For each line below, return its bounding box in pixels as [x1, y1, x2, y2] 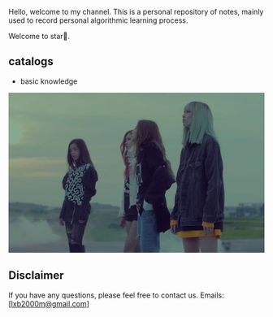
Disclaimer [8, 268, 64, 283]
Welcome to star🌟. [8, 32, 71, 41]
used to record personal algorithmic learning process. [8, 15, 188, 25]
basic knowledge [19, 76, 78, 86]
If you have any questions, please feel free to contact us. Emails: [8, 290, 225, 300]
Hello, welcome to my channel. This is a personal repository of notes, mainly [8, 7, 264, 16]
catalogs [8, 54, 54, 68]
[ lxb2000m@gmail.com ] [8, 298, 89, 308]
